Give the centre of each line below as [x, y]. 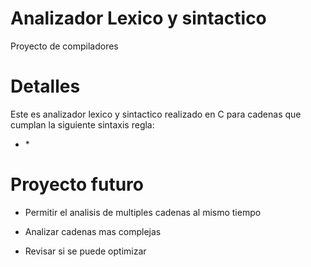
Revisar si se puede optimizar [85, 251]
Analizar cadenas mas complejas [93, 231]
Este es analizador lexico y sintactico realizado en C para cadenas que [156, 114]
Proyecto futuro [77, 184]
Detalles [45, 86]
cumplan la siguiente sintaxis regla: [82, 124]
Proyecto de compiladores [64, 46]
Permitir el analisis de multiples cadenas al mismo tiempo [143, 212]
